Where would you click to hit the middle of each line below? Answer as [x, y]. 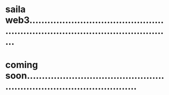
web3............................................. [85, 20]
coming [22, 65]
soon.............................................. [85, 76]
